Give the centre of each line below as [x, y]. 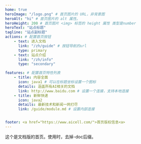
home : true [16, 10]
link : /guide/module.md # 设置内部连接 [56, 109]
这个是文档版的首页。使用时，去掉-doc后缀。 [50, 137]
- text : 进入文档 [30, 41]
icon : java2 [30, 100]
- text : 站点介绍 [30, 55]
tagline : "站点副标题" [26, 32]
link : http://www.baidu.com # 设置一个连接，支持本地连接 [73, 91]
